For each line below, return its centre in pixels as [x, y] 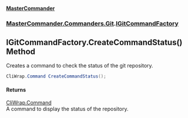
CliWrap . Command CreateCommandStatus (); [56, 76]
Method [21, 51]
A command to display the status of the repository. [67, 109]
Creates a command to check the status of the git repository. [80, 66]
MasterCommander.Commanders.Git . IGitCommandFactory [93, 23]
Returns [16, 90]
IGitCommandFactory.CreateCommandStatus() [94, 42]
